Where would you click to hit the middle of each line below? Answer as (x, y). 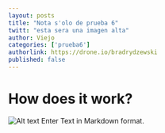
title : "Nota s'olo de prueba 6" (63, 23)
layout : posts (32, 15)
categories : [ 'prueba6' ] (49, 45)
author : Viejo (32, 38)
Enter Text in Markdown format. (92, 120)
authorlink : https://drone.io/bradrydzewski (83, 52)
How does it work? (71, 99)
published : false (37, 60)
